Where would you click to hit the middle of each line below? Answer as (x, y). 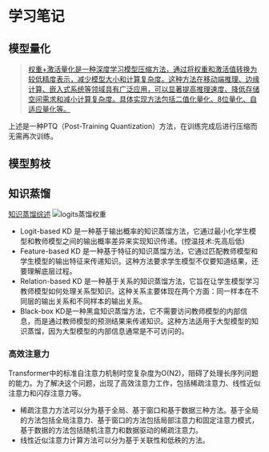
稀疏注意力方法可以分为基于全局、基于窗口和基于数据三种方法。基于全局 (139, 410)
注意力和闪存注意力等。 (47, 393)
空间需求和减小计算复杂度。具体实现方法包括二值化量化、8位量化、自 (143, 99)
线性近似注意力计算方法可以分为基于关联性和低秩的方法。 (114, 440)
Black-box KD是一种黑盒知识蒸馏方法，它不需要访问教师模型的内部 (130, 311)
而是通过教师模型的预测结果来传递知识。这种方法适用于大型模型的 (143, 322)
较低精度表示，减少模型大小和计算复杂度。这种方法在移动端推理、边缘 (144, 79)
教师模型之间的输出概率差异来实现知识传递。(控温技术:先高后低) (140, 242)
